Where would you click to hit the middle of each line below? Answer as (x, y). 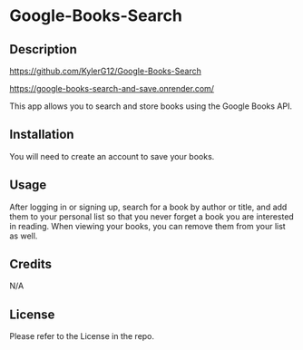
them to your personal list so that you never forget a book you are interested (152, 216)
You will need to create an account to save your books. (112, 156)
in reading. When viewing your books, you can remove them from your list (147, 226)
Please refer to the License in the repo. (82, 336)
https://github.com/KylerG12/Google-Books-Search (106, 71)
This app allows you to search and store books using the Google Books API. (151, 106)
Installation (42, 135)
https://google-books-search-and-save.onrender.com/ (112, 88)
